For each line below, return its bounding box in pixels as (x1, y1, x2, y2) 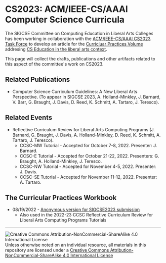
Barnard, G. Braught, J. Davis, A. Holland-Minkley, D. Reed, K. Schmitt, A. (12, 132, 161, 138)
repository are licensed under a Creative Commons (5, 247, 109, 253)
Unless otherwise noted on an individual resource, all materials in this (5, 242, 146, 248)
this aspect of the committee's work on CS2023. (5, 61, 104, 67)
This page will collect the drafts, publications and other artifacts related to (5, 55, 156, 61)
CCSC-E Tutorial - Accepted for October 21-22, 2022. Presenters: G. (19, 153, 160, 159)
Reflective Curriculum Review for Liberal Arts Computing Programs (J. (12, 126, 155, 132)
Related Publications (5, 75, 70, 84)
